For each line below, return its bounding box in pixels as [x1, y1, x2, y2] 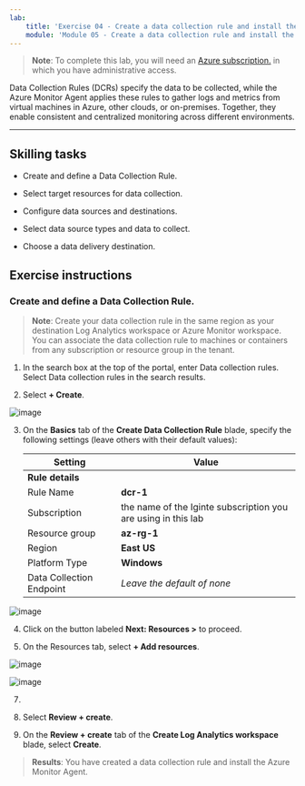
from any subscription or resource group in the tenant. [31, 344, 235, 355]
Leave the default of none [121, 577, 231, 589]
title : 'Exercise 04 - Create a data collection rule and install [25, 22, 282, 31]
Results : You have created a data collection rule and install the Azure [31, 756, 290, 767]
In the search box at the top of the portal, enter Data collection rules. [22, 361, 280, 373]
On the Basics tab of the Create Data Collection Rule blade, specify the [22, 424, 292, 435]
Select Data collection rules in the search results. [22, 371, 206, 382]
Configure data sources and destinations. [22, 206, 178, 217]
